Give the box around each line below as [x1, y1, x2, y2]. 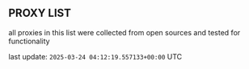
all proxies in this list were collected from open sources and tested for [8, 27, 241, 37]
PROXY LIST [8, 6, 71, 20]
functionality [8, 36, 50, 46]
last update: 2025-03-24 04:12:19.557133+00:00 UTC [8, 51, 183, 61]
